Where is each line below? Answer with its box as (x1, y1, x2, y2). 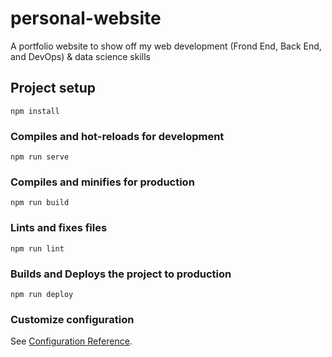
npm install (10, 106, 60, 116)
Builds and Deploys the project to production (10, 267, 232, 281)
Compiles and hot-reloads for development (10, 129, 225, 143)
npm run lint (10, 243, 65, 254)
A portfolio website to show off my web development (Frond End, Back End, (10, 40, 322, 52)
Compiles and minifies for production (10, 175, 195, 189)
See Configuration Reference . (10, 335, 133, 347)
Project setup (10, 80, 97, 97)
